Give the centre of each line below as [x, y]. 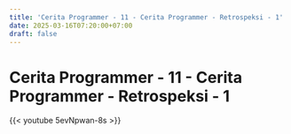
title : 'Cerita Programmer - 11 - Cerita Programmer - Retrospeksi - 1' [146, 17]
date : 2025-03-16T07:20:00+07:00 [71, 26]
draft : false [33, 33]
